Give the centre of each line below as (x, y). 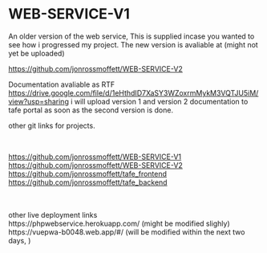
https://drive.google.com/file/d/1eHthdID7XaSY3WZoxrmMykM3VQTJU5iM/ (133, 92)
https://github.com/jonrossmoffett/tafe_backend (88, 182)
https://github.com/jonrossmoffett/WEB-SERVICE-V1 (95, 157)
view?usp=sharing (39, 101)
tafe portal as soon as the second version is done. (91, 110)
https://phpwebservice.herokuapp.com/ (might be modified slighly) (119, 223)
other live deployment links (53, 214)
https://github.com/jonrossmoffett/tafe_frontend (87, 173)
